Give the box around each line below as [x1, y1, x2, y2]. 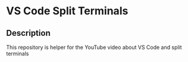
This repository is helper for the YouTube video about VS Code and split [6, 44, 183, 51]
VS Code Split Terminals [6, 4, 129, 18]
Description [6, 28, 51, 38]
